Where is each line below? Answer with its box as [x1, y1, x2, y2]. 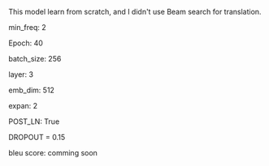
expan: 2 [8, 101, 38, 110]
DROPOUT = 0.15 [8, 133, 66, 142]
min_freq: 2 [8, 23, 46, 32]
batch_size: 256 [8, 54, 62, 63]
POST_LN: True [8, 117, 60, 126]
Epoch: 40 [8, 38, 43, 48]
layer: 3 [8, 70, 34, 79]
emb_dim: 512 [8, 85, 55, 95]
